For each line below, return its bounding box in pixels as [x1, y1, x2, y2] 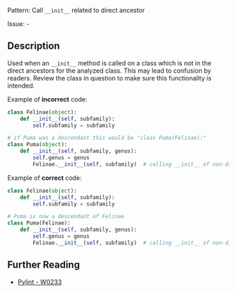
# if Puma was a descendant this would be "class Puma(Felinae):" [7, 134, 207, 142]
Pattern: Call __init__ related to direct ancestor [7, 6, 145, 14]
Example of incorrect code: [7, 95, 88, 103]
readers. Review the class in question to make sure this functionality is [7, 73, 212, 82]
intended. [7, 81, 35, 90]
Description [7, 40, 60, 52]
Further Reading [7, 259, 80, 271]
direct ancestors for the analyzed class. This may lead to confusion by [7, 66, 212, 75]
